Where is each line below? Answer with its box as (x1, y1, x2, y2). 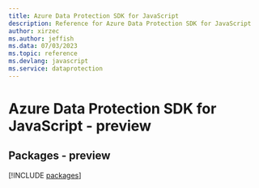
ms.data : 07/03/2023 (8, 42, 79, 50)
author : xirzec (8, 27, 60, 35)
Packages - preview (8, 149, 111, 163)
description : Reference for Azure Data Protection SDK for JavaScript (8, 19, 252, 28)
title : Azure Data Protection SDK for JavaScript (8, 11, 180, 20)
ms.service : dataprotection (8, 65, 104, 73)
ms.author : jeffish (8, 34, 74, 43)
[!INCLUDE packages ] (8, 170, 82, 180)
